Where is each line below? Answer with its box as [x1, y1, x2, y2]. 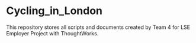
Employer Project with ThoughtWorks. [6, 29, 99, 37]
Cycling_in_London [6, 4, 102, 18]
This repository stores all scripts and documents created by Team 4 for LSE [6, 24, 191, 31]
